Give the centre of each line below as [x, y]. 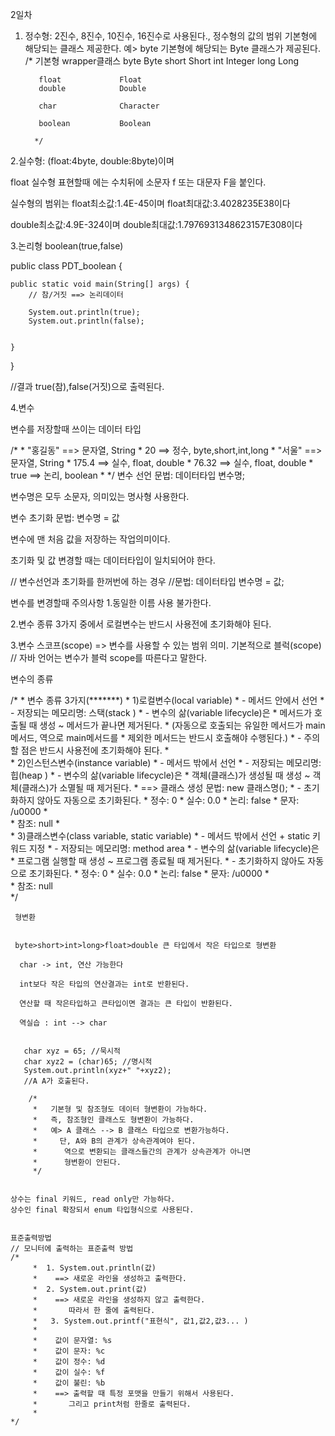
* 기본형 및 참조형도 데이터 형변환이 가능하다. [120, 1109]
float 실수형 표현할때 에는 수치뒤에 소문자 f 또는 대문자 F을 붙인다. [138, 182]
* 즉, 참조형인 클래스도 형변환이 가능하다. [113, 1120]
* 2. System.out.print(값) [90, 1289]
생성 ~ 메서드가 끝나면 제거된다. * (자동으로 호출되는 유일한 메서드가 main [182, 725]
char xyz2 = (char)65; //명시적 [88, 1062]
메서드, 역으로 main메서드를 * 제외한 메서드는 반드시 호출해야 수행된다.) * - [156, 737]
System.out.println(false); [86, 321]
